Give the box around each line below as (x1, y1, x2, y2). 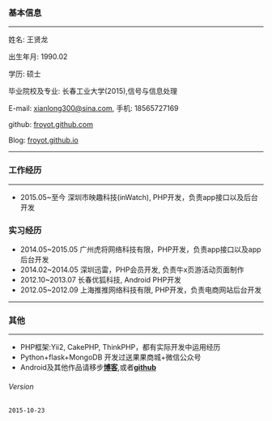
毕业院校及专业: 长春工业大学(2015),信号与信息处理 (8, 87, 178, 96)
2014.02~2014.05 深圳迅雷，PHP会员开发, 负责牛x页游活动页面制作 (19, 265, 244, 274)
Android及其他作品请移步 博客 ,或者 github (19, 363, 156, 372)
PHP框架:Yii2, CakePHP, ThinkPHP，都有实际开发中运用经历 (19, 342, 221, 352)
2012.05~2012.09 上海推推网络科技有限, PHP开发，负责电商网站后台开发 (19, 285, 261, 295)
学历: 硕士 (8, 69, 41, 79)
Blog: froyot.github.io (8, 135, 79, 145)
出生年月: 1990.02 (8, 52, 68, 62)
